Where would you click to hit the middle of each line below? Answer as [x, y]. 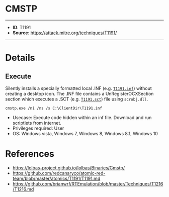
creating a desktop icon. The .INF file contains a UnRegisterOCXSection [79, 93]
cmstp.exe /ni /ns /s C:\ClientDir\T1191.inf [54, 108]
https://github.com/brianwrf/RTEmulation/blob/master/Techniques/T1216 [88, 183]
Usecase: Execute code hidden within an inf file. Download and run [82, 117]
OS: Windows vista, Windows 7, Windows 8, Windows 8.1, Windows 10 [85, 133]
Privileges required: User [38, 128]
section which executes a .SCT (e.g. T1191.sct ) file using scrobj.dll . [77, 99]
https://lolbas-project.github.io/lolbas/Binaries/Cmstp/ [68, 168]
